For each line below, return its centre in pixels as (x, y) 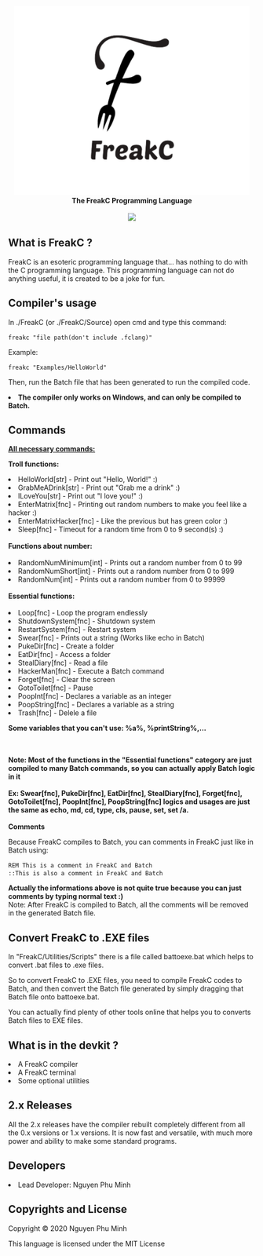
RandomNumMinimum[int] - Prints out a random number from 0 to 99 (130, 563)
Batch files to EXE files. (46, 1020)
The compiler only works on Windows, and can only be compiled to (130, 397)
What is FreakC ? (50, 243)
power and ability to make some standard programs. (93, 1141)
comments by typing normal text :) (66, 896)
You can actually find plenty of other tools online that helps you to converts (130, 1012)
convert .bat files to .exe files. (56, 965)
